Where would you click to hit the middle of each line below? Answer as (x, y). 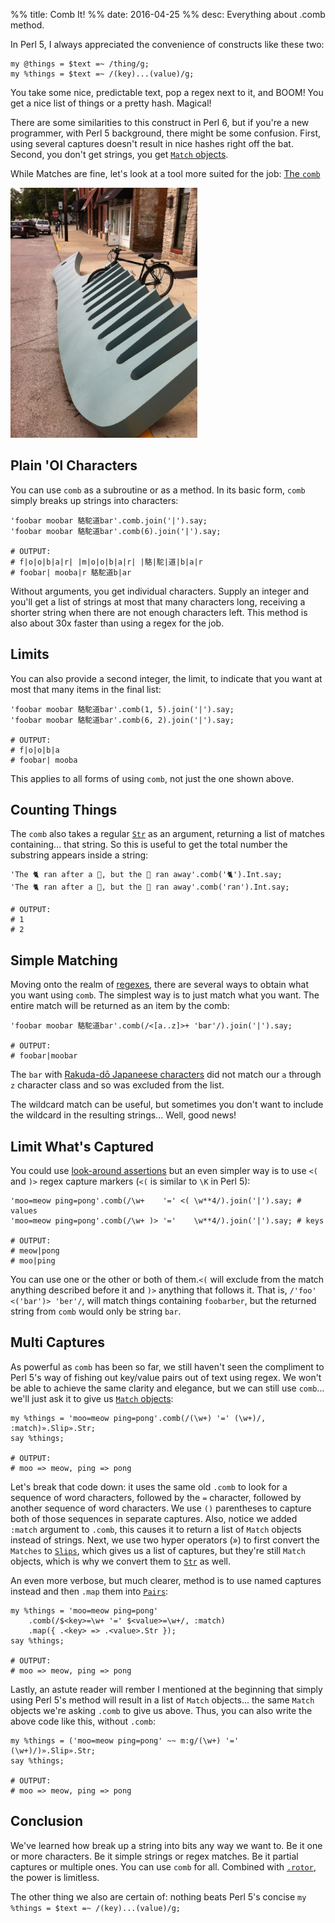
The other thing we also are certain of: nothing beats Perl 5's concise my (158, 1896)
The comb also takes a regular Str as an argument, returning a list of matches (167, 834)
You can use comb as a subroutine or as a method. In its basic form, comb (158, 490)
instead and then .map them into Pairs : (89, 1591)
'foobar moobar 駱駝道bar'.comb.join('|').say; (109, 520)
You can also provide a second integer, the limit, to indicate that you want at (166, 678)
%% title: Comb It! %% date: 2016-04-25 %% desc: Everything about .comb (168, 14)
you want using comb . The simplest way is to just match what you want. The (165, 995)
